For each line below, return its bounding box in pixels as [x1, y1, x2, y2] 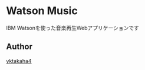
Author [6, 42, 32, 52]
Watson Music [6, 4, 78, 18]
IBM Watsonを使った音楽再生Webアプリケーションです [6, 24, 140, 31]
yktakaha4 [6, 57, 32, 64]
